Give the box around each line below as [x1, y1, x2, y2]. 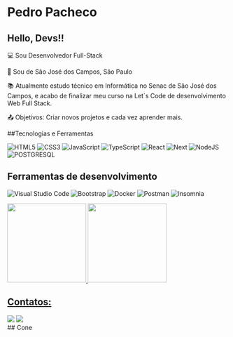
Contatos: [7, 296, 52, 308]
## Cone [7, 323, 33, 331]
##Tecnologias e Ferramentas [7, 129, 94, 138]
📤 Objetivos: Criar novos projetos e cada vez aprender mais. [7, 113, 183, 121]
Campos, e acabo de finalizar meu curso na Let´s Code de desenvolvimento [7, 92, 226, 100]
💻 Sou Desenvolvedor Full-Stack [7, 51, 103, 60]
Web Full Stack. [7, 99, 52, 107]
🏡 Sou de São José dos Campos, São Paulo [7, 67, 133, 76]
